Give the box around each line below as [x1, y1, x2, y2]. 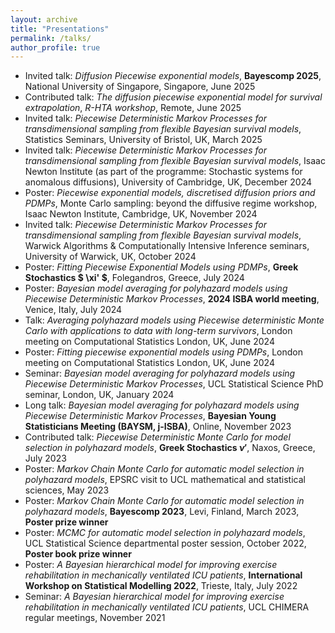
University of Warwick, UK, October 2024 [24, 251, 197, 263]
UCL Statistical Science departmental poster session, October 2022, [24, 537, 307, 550]
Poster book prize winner [24, 548, 132, 560]
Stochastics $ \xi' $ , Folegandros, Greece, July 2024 [24, 272, 245, 284]
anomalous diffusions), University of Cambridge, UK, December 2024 [24, 176, 313, 188]
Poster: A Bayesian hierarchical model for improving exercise [24, 559, 278, 571]
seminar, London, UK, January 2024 [24, 389, 175, 401]
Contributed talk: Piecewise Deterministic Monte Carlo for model [24, 431, 291, 443]
